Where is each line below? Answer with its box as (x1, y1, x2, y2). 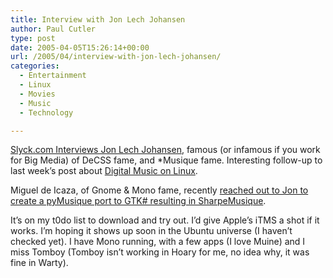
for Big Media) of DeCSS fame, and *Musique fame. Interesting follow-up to (10, 154, 323, 166)
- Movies (19, 89, 56, 99)
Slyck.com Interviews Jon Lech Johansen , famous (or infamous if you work (10, 144, 321, 156)
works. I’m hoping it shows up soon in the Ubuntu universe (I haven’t (10, 225, 293, 237)
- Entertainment (19, 71, 87, 81)
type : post (10, 33, 56, 43)
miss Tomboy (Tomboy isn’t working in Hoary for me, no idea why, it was (10, 246, 310, 258)
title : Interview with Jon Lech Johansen (10, 14, 186, 25)
